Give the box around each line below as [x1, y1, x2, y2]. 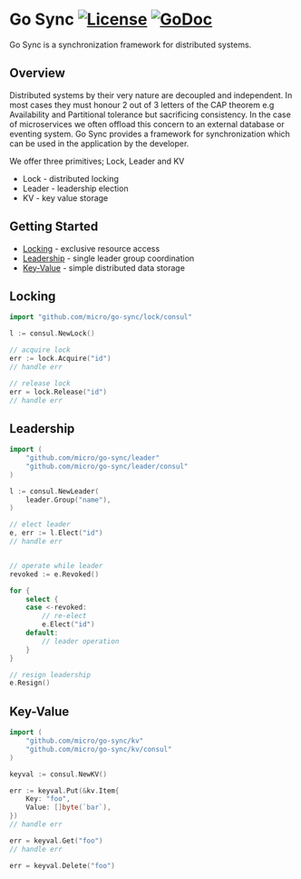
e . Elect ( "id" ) [42, 620, 95, 629]
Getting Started [9, 219, 99, 235]
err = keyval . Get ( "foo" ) [9, 836, 103, 845]
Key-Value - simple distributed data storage [22, 262, 186, 273]
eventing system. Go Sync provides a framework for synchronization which [9, 128, 290, 139]
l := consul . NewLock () [9, 329, 95, 338]
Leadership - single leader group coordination [22, 253, 195, 264]
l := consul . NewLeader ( [9, 486, 100, 495]
